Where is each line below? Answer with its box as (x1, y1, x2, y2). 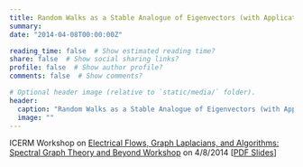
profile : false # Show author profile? (9, 63, 164, 72)
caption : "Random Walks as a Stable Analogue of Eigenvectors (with (17, 105, 280, 114)
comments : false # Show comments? (9, 71, 143, 81)
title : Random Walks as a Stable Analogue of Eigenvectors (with (9, 13, 260, 23)
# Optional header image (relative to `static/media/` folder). (9, 88, 256, 97)
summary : (9, 22, 42, 31)
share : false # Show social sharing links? (9, 55, 179, 64)
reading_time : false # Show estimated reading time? (9, 46, 216, 55)
